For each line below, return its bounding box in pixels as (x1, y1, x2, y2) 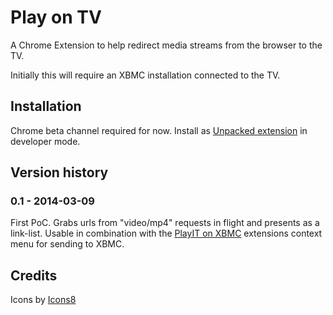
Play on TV (10, 6, 102, 29)
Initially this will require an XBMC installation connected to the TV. (10, 69, 281, 81)
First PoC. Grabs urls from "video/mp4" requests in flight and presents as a (10, 217, 320, 229)
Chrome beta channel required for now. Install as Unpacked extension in (10, 124, 308, 136)
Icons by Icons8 (10, 294, 77, 306)
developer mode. (10, 135, 81, 147)
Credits (10, 267, 58, 284)
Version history (10, 164, 109, 181)
